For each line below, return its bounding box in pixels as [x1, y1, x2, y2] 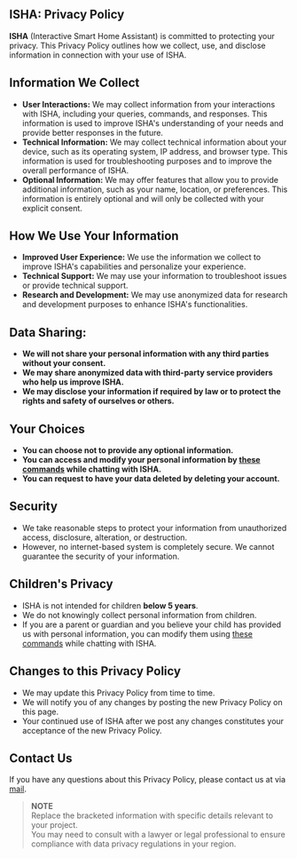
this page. [21, 706, 59, 717]
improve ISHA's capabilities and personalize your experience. [21, 261, 246, 272]
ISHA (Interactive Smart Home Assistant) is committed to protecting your [9, 30, 275, 41]
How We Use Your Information [9, 228, 179, 243]
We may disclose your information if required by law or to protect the [21, 386, 281, 397]
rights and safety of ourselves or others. [21, 395, 175, 407]
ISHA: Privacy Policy [9, 7, 125, 22]
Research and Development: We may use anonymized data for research [21, 290, 288, 300]
